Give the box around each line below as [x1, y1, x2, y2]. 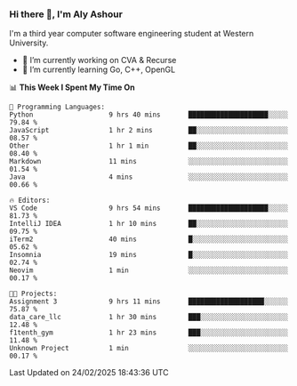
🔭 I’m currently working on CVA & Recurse [21, 55, 177, 66]
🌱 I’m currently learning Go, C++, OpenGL [21, 64, 176, 75]
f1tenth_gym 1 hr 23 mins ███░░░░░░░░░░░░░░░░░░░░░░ [9, 328, 289, 337]
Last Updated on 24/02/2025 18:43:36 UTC [9, 367, 169, 378]
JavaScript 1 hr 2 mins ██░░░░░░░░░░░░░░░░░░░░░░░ [9, 126, 289, 135]
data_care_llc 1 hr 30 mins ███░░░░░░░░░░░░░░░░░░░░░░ [9, 313, 289, 322]
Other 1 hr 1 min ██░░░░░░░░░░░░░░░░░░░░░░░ [9, 141, 289, 150]
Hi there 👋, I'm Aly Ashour [9, 8, 123, 20]
